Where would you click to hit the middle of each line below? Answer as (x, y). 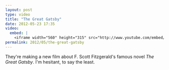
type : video (18, 14)
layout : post (19, 10)
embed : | (19, 33)
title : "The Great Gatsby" (33, 19)
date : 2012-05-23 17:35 (30, 24)
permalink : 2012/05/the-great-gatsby (45, 42)
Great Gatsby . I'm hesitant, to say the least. (50, 62)
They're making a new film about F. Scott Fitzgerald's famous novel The (80, 56)
